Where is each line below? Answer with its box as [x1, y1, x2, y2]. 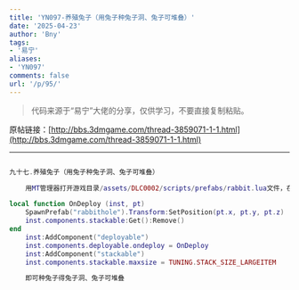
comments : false [9, 71, 69, 80]
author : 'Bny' [9, 29, 62, 38]
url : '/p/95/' [9, 79, 62, 88]
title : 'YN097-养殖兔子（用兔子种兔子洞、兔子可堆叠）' [9, 12, 196, 22]
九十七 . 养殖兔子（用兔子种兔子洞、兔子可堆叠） [9, 167, 159, 177]
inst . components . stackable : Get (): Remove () [25, 216, 185, 226]
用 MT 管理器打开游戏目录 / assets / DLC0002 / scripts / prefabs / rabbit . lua [25, 184, 267, 193]
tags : [9, 37, 29, 47]
